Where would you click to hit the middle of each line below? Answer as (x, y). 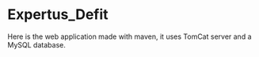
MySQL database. (37, 44)
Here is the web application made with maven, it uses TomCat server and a (129, 36)
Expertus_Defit (58, 15)
